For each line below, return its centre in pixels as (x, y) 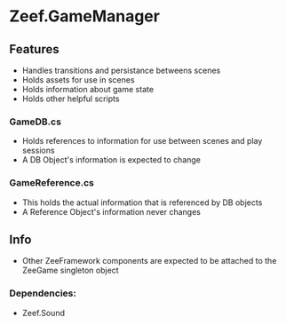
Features (34, 49)
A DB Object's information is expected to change (111, 160)
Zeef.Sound (43, 313)
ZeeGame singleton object (70, 270)
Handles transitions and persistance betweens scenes (121, 70)
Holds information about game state (87, 89)
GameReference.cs (52, 183)
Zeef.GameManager (84, 16)
